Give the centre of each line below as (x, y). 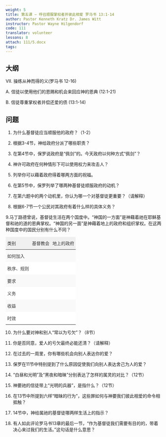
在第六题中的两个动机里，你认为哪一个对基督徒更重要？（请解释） (80, 196)
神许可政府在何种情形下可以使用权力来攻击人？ (60, 164)
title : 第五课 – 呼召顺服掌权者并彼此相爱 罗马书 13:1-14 (60, 14)
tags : (11, 47)
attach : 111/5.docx (26, 42)
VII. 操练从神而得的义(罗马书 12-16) (41, 81)
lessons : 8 (17, 38)
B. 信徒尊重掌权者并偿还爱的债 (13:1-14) (46, 102)
